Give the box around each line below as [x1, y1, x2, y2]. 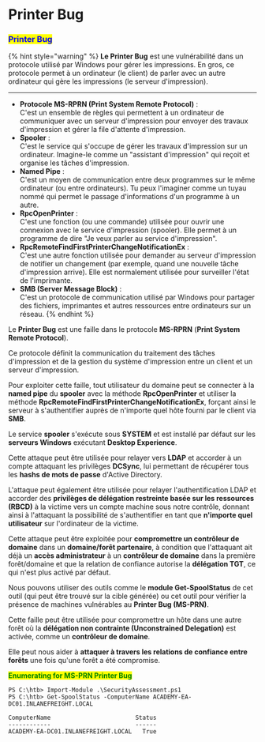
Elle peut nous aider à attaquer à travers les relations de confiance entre [8, 647, 248, 657]
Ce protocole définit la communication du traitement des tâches [8, 348, 215, 358]
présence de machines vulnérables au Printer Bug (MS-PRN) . [8, 600, 209, 609]
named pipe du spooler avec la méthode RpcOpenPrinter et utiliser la [8, 389, 237, 398]
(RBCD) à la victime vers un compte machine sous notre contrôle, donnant [8, 502, 250, 511]
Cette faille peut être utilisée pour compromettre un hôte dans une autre [8, 615, 242, 625]
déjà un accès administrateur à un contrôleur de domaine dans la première [8, 551, 256, 560]
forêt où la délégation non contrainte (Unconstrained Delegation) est [8, 623, 237, 633]
